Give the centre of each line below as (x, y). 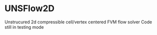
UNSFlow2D (30, 9)
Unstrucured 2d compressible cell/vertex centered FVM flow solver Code (78, 22)
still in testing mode (24, 27)
